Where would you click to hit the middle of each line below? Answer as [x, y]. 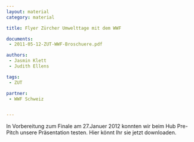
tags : [13, 77]
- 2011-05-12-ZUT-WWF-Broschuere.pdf [56, 44]
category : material [30, 17]
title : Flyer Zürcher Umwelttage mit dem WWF [64, 28]
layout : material [28, 12]
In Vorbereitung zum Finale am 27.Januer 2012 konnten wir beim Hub [91, 126]
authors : [17, 55]
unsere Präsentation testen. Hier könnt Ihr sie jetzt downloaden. [98, 132]
